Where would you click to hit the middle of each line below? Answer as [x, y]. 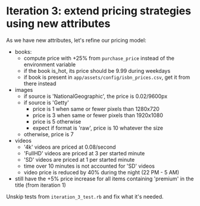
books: [23, 51]
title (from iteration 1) [40, 185]
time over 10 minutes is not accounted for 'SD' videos [89, 166]
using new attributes [58, 24]
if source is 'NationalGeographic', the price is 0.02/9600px [96, 96]
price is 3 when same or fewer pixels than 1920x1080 [98, 115]
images [24, 90]
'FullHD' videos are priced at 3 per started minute [84, 153]
